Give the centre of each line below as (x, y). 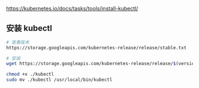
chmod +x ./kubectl (30, 75)
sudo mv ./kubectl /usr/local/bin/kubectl (59, 80)
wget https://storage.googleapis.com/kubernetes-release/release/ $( (92, 64)
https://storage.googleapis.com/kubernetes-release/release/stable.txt (96, 48)
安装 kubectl (29, 28)
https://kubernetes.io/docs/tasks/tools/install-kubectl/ (72, 9)
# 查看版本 (18, 42)
